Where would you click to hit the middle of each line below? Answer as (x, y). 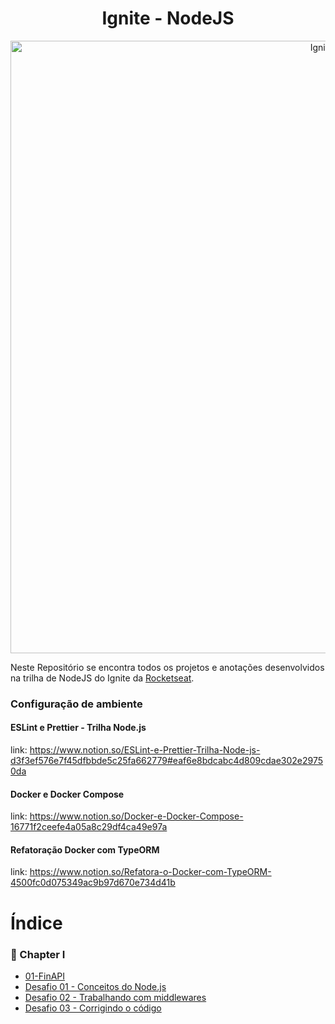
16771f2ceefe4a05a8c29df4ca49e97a (89, 827)
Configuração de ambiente (76, 704)
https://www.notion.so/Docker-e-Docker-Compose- (136, 816)
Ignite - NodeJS (168, 18)
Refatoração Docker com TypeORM (85, 849)
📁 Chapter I (38, 954)
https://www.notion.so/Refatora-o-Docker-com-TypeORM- (150, 872)
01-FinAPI (45, 976)
